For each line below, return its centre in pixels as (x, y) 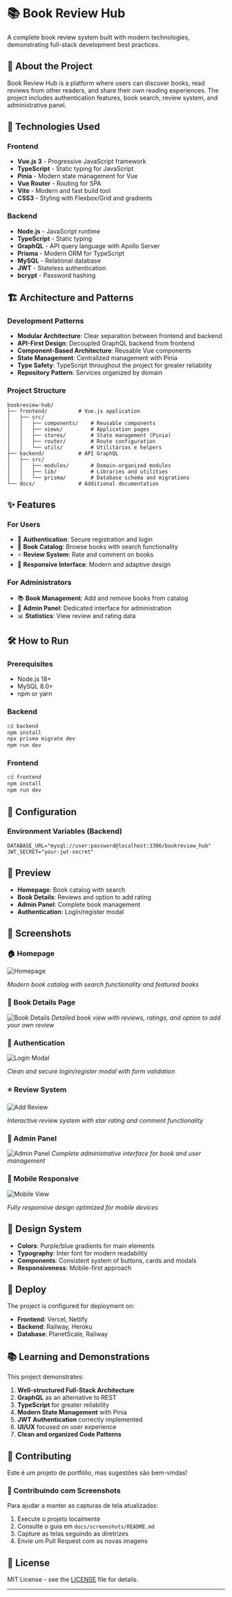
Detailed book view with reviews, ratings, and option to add (136, 1018)
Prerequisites (30, 664)
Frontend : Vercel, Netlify (52, 1319)
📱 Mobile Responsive (43, 1179)
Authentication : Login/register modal (70, 912)
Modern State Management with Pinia (72, 1412)
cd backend (23, 726)
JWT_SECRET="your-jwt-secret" (51, 852)
